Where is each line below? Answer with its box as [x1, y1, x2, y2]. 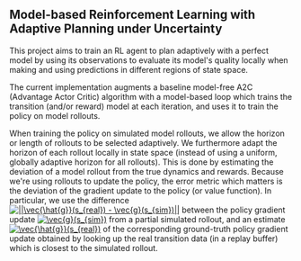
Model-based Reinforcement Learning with [9, 7, 256, 22]
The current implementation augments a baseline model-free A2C [9, 81, 253, 93]
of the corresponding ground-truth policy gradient [102, 223, 289, 234]
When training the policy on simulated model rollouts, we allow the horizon [9, 128, 286, 139]
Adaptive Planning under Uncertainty [9, 22, 223, 37]
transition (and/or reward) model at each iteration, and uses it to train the [9, 101, 279, 112]
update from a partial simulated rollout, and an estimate [9, 213, 286, 224]
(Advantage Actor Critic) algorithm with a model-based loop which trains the [9, 91, 293, 102]
